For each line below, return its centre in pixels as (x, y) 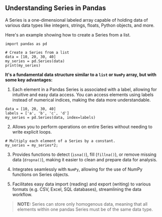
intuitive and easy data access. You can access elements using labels (83, 94)
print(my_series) (23, 65)
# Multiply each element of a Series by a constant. (60, 141)
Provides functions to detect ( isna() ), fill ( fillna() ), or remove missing (84, 154)
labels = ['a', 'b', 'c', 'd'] (37, 113)
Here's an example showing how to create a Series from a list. (68, 35)
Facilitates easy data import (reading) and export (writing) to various (81, 184)
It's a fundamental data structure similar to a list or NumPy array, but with (81, 74)
